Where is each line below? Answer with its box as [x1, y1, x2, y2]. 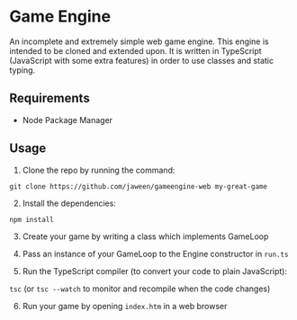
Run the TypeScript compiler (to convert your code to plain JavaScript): [22, 265, 288, 276]
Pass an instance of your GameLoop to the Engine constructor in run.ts [22, 248, 289, 259]
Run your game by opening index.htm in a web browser [22, 300, 228, 311]
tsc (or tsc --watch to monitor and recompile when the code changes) [9, 283, 271, 294]
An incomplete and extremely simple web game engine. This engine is [9, 36, 269, 47]
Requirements [9, 91, 90, 106]
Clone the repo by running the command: [22, 164, 175, 175]
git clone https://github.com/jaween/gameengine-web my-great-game [9, 182, 268, 191]
